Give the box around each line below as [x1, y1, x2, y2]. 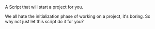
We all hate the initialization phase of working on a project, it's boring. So [5, 14, 151, 19]
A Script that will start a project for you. [5, 4, 83, 10]
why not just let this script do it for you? [5, 19, 84, 24]
